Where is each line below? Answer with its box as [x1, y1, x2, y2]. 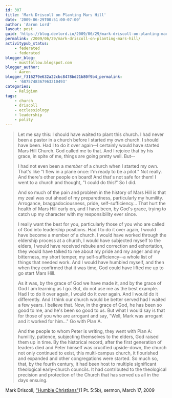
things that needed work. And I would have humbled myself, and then [17, 259, 165, 265]
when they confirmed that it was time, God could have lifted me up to [17, 265, 164, 271]
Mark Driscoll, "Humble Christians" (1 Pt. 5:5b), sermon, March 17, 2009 [5, 387, 155, 393]
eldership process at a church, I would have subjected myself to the [17, 237, 161, 244]
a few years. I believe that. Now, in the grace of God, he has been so [17, 302, 162, 308]
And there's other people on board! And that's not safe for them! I [17, 174, 156, 180]
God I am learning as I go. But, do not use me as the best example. [17, 285, 159, 291]
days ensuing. [17, 377, 48, 383]
